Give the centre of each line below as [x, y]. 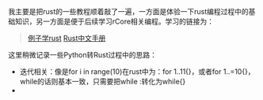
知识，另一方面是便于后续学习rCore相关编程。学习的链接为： [114, 21]
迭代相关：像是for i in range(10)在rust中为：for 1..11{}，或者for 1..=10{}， [137, 72]
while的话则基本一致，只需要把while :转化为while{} [103, 81]
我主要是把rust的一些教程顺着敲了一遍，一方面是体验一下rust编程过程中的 [129, 11]
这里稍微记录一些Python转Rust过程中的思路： [82, 55]
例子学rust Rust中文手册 [67, 38]
